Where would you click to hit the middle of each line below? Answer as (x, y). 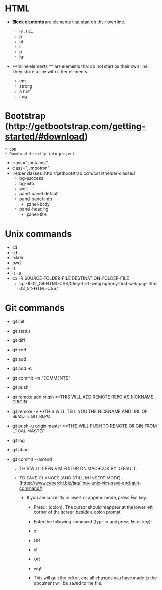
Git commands (35, 308)
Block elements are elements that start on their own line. (69, 22)
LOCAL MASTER (28, 431)
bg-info (27, 183)
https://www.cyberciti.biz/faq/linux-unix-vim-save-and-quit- (81, 483)
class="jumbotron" (31, 168)
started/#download (45, 137)
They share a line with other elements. (50, 71)
